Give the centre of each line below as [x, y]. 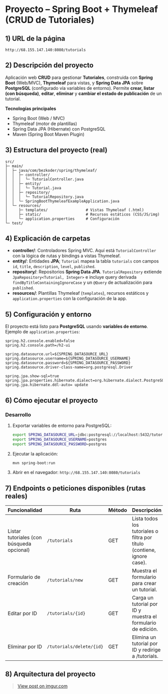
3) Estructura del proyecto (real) [56, 150]
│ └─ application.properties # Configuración [62, 219]
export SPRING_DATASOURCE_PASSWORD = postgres [59, 444]
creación [18, 584]
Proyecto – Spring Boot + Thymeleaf [82, 9]
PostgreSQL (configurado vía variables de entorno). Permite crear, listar [80, 88]
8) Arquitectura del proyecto [50, 674]
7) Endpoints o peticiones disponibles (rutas [75, 488]
